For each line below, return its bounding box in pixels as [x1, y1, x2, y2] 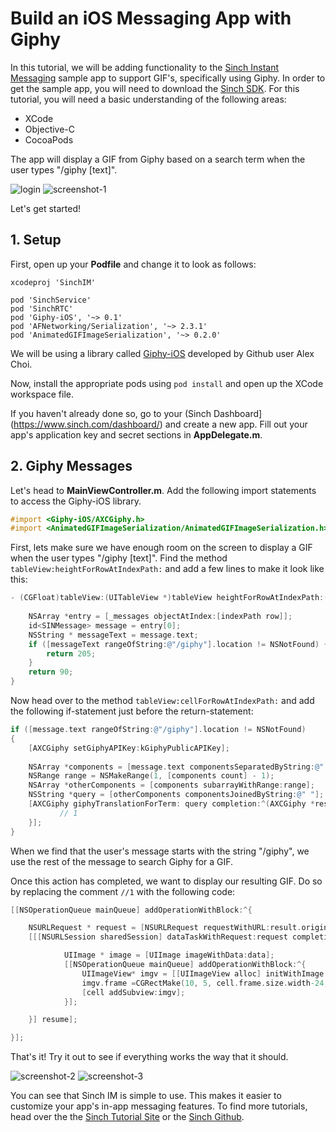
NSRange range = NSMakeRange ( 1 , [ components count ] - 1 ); [28, 771, 275, 781]
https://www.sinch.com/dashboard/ [13, 418, 160, 430]
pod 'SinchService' [10, 295, 92, 305]
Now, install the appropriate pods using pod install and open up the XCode [10, 377, 324, 389]
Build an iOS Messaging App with [10, 7, 292, 30]
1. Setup [10, 232, 62, 249]
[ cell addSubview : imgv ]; [81, 987, 186, 997]
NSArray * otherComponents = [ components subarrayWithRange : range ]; [28, 780, 315, 791]
